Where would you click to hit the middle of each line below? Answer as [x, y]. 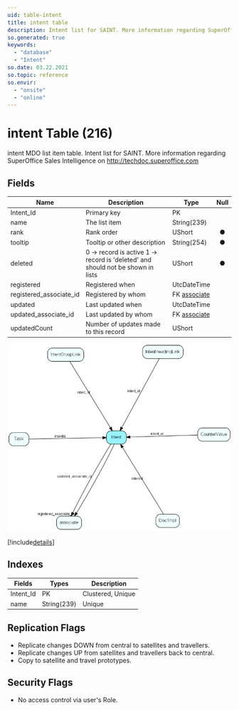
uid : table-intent [34, 15]
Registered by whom [116, 294]
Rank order [102, 232]
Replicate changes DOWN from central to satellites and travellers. [113, 645]
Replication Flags [46, 628]
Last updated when [114, 304]
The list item [104, 222]
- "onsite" [30, 90]
